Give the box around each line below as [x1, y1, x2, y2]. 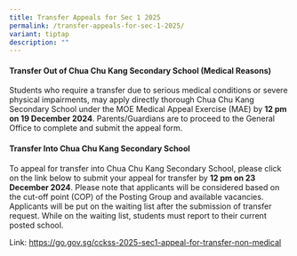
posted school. [9, 220, 64, 230]
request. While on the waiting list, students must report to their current [9, 210, 267, 220]
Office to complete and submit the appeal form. [9, 123, 183, 133]
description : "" [9, 37, 69, 47]
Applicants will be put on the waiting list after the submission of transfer [9, 201, 273, 212]
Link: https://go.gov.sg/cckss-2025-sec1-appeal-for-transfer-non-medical [9, 236, 282, 247]
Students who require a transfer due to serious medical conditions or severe [9, 85, 288, 96]
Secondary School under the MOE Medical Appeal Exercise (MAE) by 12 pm [9, 104, 287, 115]
